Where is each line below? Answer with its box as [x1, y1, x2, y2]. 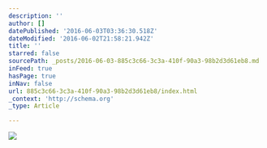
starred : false [8, 49, 60, 57]
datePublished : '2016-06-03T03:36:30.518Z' [8, 27, 158, 35]
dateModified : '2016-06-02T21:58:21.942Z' [8, 34, 154, 43]
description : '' [8, 11, 63, 20]
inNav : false [8, 79, 53, 87]
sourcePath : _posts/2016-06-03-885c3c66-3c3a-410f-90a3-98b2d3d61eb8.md [8, 57, 260, 66]
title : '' [8, 42, 42, 50]
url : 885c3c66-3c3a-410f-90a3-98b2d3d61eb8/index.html [8, 87, 198, 95]
